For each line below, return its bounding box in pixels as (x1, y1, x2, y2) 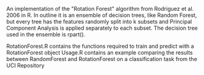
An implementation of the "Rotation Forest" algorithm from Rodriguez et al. (6, 5, 194, 12)
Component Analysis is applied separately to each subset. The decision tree (6, 24, 198, 31)
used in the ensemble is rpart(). (6, 31, 86, 38)
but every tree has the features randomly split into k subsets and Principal (6, 18, 192, 25)
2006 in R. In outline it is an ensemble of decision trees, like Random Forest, (6, 11, 197, 19)
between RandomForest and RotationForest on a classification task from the (6, 56, 197, 62)
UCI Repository (6, 62, 45, 69)
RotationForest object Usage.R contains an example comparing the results (6, 49, 193, 56)
